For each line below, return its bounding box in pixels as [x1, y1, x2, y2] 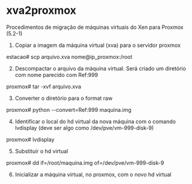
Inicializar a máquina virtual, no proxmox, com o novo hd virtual [14, 171, 172, 178]
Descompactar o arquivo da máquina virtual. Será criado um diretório [14, 64, 186, 72]
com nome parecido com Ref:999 [14, 71, 98, 78]
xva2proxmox [6, 4, 77, 17]
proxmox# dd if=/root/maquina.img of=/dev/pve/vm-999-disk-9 [6, 159, 164, 166]
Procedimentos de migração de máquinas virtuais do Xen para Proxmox [6, 23, 184, 31]
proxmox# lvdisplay [6, 136, 55, 143]
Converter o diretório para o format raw [14, 94, 113, 102]
